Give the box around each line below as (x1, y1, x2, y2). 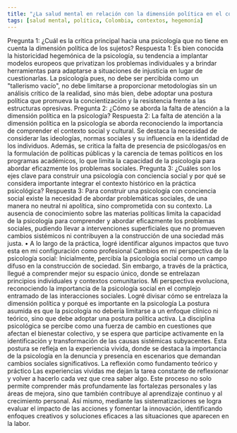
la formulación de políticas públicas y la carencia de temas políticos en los (7, 149, 224, 158)
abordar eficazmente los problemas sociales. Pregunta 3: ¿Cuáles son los (7, 164, 221, 172)
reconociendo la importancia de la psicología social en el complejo (7, 284, 201, 292)
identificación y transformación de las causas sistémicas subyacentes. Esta (7, 336, 227, 345)
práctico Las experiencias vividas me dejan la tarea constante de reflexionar (7, 367, 229, 375)
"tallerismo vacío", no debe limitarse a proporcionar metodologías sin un (7, 81, 217, 90)
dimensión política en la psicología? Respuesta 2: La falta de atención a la (7, 111, 221, 120)
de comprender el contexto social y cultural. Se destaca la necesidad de (7, 126, 217, 135)
